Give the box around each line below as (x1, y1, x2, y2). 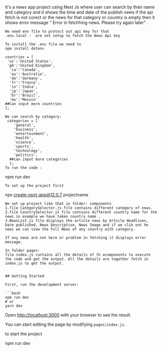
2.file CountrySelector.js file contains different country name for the (5, 210, 158, 215)
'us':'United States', (7, 59, 53, 64)
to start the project (5, 331, 42, 336)
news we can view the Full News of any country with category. (5, 227, 136, 232)
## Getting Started (5, 274, 45, 278)
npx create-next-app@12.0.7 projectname (5, 192, 89, 198)
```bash (5, 291, 21, 296)
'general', (14, 123, 36, 128)
